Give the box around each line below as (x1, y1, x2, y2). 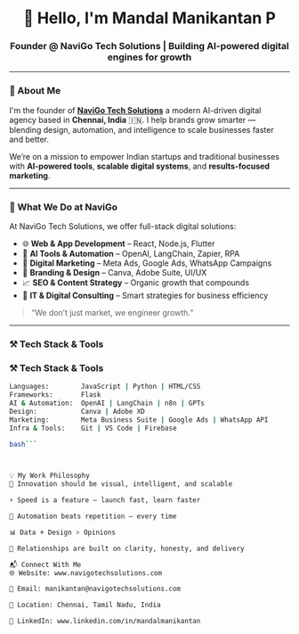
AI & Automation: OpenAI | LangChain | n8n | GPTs (9, 399, 205, 408)
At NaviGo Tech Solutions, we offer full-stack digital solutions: (9, 221, 237, 232)
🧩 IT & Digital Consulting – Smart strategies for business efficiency (21, 290, 269, 301)
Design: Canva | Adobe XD (9, 407, 145, 416)
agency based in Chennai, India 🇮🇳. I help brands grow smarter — (9, 114, 256, 125)
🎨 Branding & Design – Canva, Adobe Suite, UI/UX (21, 268, 207, 278)
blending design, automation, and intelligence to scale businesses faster (9, 124, 274, 135)
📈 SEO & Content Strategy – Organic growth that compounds (21, 277, 250, 288)
